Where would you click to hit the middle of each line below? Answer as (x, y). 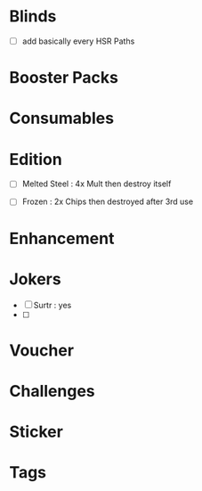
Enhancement (62, 238)
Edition (36, 159)
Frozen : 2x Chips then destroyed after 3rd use (108, 201)
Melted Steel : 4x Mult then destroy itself (97, 184)
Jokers (35, 279)
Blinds (33, 16)
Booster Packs (64, 78)
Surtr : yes (53, 305)
